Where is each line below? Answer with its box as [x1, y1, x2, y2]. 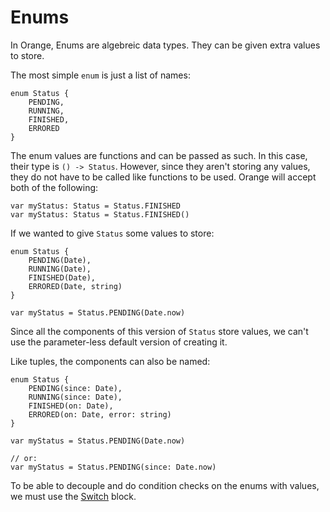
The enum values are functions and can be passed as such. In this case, [10, 149, 308, 161]
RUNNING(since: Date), [28, 392, 123, 402]
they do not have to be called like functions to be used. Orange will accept [10, 171, 317, 183]
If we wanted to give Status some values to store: [10, 227, 215, 239]
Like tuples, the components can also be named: [10, 355, 211, 367]
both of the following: [10, 181, 99, 193]
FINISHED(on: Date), [28, 401, 114, 411]
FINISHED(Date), [28, 272, 97, 283]
